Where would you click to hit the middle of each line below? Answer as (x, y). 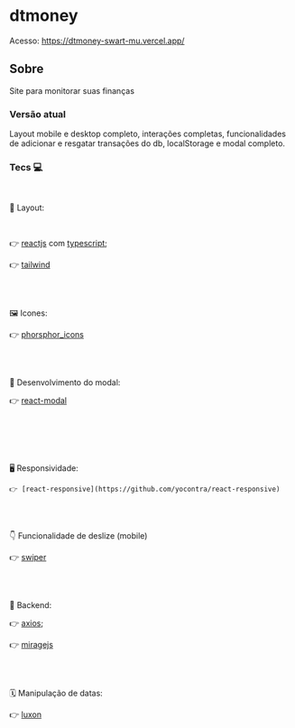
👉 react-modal (38, 401)
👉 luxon (26, 714)
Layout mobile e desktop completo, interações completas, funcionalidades (148, 134)
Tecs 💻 (26, 167)
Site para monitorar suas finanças (72, 90)
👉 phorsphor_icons (46, 335)
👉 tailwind (30, 265)
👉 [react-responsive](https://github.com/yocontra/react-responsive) (145, 489)
